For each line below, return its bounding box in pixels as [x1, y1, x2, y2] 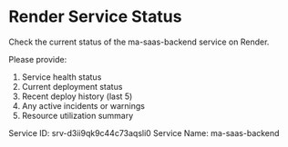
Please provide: [8, 54, 67, 64]
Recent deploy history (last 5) [21, 91, 133, 102]
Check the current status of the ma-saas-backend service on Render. [8, 36, 270, 47]
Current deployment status [21, 81, 123, 92]
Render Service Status [8, 6, 182, 27]
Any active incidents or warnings [21, 100, 145, 111]
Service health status [21, 71, 102, 83]
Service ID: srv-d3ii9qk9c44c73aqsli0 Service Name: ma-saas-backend [8, 127, 280, 138]
